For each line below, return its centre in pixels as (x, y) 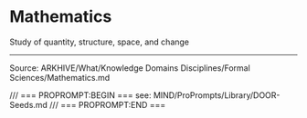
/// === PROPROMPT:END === (108, 104)
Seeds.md (29, 104)
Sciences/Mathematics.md (60, 77)
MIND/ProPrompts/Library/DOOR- (217, 95)
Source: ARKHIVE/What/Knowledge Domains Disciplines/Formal (130, 68)
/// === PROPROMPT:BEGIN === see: (80, 95)
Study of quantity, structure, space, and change (100, 42)
